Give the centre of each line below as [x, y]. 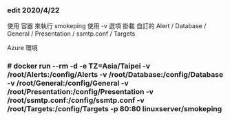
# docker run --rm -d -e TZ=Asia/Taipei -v [79, 66]
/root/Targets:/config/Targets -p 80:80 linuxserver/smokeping [115, 109]
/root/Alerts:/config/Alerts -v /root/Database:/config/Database [115, 75]
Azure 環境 [22, 48]
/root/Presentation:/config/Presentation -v [80, 92]
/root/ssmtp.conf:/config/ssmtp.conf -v [76, 100]
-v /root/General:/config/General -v [68, 83]
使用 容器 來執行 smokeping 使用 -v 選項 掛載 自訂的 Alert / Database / [107, 26]
